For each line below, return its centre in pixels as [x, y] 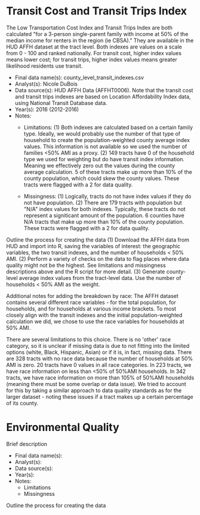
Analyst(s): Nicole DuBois [46, 84]
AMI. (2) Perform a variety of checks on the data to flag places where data [98, 258]
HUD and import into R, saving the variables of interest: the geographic [93, 246]
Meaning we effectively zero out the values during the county [99, 165]
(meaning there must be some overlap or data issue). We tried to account [96, 384]
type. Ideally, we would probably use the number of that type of [102, 134]
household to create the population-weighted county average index [107, 140]
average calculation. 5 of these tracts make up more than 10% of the [108, 171]
